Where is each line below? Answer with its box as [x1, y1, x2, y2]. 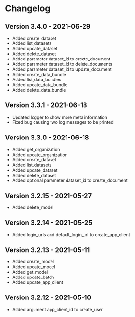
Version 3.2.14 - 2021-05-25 [5, 218, 93, 227]
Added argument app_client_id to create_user [12, 306, 103, 312]
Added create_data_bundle [12, 72, 67, 77]
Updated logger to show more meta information [12, 114, 108, 120]
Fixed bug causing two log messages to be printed [12, 119, 114, 125]
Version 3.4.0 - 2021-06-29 [5, 22, 91, 31]
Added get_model [12, 269, 48, 275]
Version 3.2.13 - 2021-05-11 [5, 246, 90, 254]
